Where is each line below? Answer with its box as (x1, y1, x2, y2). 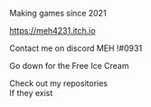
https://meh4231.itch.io (9, 25, 97, 35)
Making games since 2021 (9, 8, 107, 18)
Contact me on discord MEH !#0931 (9, 43, 143, 53)
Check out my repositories (9, 78, 109, 89)
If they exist (9, 88, 53, 98)
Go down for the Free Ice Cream (9, 61, 129, 71)
